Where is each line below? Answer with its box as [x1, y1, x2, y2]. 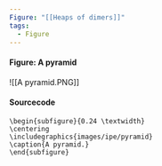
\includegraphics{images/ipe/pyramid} [9, 132, 153, 141]
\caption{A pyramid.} [9, 139, 90, 149]
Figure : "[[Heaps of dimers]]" [9, 12, 126, 22]
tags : [9, 21, 29, 30]
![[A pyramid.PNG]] [9, 76, 80, 87]
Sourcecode [9, 97, 56, 107]
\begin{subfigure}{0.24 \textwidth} [9, 116, 145, 125]
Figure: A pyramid [9, 57, 77, 67]
